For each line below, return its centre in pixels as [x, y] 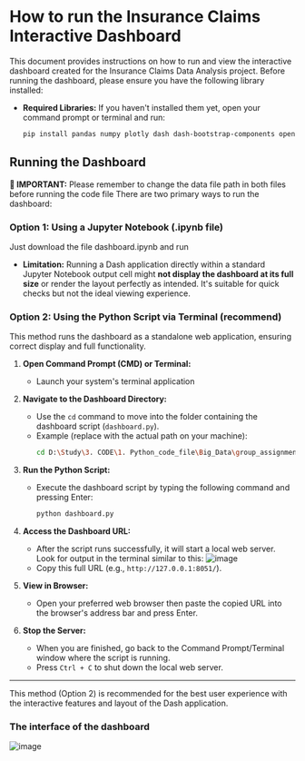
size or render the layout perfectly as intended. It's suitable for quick [151, 283]
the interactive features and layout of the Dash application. [119, 703]
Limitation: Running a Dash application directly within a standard [144, 264]
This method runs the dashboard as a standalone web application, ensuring [151, 337]
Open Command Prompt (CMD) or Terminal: [107, 364]
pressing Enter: [64, 498]
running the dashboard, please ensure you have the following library [137, 80]
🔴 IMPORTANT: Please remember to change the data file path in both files [148, 184]
